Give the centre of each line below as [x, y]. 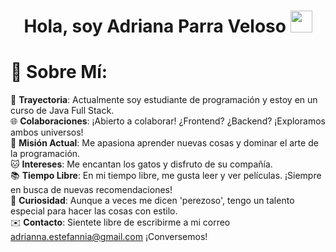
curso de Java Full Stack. [62, 111]
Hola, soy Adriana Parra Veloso [155, 26]
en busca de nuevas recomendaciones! [91, 190]
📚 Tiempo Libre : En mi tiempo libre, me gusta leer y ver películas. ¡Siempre [166, 176]
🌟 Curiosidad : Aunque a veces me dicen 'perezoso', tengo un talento [152, 201]
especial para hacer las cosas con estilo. [94, 211]
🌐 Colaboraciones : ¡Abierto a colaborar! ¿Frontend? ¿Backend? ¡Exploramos [168, 121]
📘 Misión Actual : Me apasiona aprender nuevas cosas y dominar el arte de [164, 143]
